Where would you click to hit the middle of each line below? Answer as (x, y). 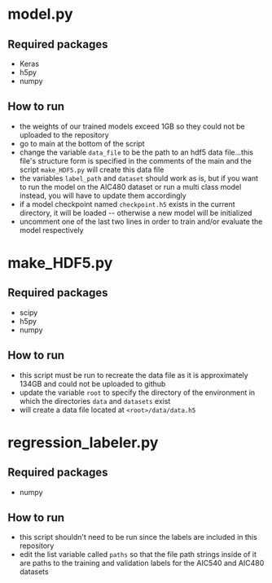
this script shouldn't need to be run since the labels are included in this (138, 537)
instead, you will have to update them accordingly (103, 195)
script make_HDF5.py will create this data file (92, 169)
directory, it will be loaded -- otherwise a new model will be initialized (136, 213)
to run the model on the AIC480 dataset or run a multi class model (130, 186)
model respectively (51, 230)
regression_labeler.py (83, 443)
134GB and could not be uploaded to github (92, 384)
